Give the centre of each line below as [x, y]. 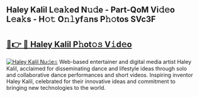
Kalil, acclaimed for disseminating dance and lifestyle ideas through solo [96, 68]
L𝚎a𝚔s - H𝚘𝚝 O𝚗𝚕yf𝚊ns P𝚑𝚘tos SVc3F [81, 20]
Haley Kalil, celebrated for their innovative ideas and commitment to [91, 81]
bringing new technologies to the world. [56, 88]
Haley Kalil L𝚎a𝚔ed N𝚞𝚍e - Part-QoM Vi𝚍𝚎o [91, 10]
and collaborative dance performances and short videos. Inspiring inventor [100, 75]
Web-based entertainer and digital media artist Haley [125, 62]
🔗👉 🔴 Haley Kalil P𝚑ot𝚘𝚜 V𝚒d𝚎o [69, 44]
